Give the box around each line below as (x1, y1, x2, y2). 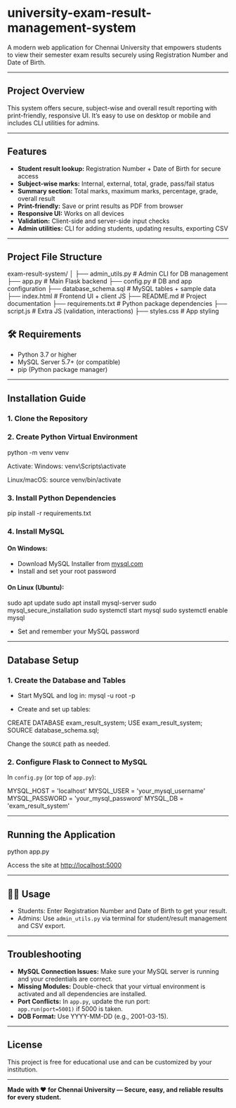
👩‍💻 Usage (7, 888, 51, 900)
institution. (7, 1065, 38, 1074)
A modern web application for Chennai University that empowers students (7, 43, 222, 51)
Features (7, 146, 47, 157)
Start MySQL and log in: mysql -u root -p (17, 691, 136, 700)
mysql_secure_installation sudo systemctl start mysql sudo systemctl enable (7, 606, 228, 614)
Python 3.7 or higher (17, 350, 77, 359)
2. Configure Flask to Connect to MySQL (7, 757, 147, 767)
